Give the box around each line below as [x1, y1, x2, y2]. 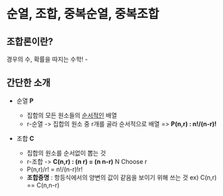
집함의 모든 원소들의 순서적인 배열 [26, 111, 118, 119]
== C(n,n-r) [26, 181, 60, 189]
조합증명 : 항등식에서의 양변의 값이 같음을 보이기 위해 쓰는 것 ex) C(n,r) [26, 173, 217, 182]
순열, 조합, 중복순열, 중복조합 [6, 6, 160, 22]
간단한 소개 [6, 77, 51, 89]
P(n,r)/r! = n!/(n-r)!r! [26, 165, 83, 173]
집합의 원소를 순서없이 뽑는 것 [26, 149, 106, 157]
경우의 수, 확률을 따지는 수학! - [6, 56, 88, 63]
